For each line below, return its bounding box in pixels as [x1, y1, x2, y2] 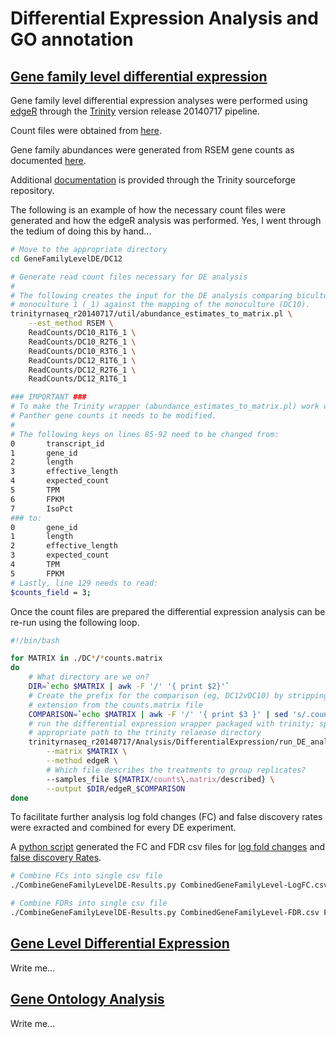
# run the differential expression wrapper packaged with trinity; [28, 718, 315, 729]
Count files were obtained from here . [10, 125, 162, 136]
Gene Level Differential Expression [10, 935, 230, 952]
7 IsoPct [10, 503, 74, 514]
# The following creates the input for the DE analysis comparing [10, 290, 293, 301]
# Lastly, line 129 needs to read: [10, 578, 159, 588]
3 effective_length [10, 467, 118, 477]
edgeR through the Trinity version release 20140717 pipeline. [10, 105, 260, 117]
